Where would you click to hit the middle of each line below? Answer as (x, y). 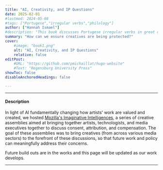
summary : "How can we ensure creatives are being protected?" (69, 37)
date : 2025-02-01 (23, 14)
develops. (15, 158)
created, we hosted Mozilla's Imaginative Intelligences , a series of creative (80, 118)
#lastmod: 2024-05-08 (27, 18)
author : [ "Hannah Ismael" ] (32, 28)
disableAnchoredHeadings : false (38, 77)
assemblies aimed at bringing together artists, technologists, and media (76, 122)
